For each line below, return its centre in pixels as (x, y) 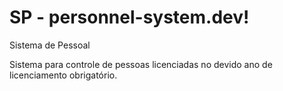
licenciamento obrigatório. (63, 75)
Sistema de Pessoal (50, 45)
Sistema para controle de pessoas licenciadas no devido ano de (141, 64)
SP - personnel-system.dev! (129, 17)
